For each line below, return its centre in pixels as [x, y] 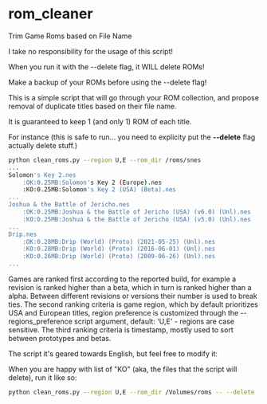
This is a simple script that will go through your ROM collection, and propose [133, 97]
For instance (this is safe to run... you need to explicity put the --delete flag [132, 137]
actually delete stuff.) [43, 145]
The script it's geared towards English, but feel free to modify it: [113, 354]
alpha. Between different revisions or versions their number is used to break [133, 296]
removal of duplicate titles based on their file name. [92, 106]
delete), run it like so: [43, 378]
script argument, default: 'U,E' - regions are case [155, 322]
